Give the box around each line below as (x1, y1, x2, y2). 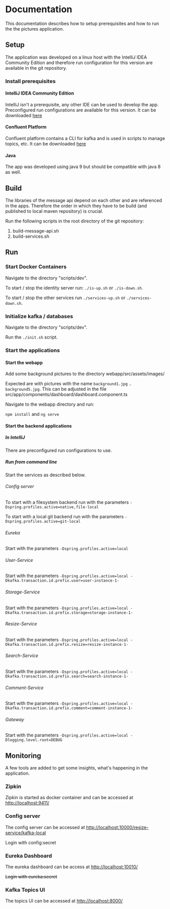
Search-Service (5, 652, 39, 659)
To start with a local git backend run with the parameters (5, 513, 124, 520)
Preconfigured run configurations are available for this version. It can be (5, 107, 156, 113)
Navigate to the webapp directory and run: (5, 401, 94, 408)
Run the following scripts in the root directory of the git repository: (5, 218, 144, 224)
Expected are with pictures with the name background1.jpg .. (5, 381, 132, 387)
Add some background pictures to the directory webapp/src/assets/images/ (5, 371, 165, 377)
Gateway (5, 716, 24, 722)
